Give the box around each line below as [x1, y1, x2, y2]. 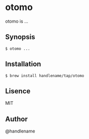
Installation [5, 60, 41, 68]
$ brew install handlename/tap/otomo [5, 73, 84, 78]
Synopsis [5, 33, 35, 41]
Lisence [5, 87, 31, 95]
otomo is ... [5, 18, 29, 24]
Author [5, 115, 28, 123]
